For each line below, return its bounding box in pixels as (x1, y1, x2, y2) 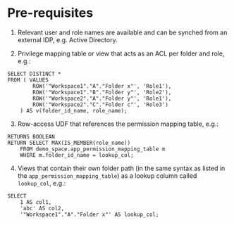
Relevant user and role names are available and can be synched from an (17, 28, 228, 37)
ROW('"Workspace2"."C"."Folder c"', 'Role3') (32, 101, 169, 108)
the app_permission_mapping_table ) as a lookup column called (17, 171, 197, 180)
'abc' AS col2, (20, 205, 65, 212)
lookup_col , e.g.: (17, 179, 66, 187)
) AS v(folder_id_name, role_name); (20, 107, 128, 114)
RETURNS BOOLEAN (7, 133, 55, 140)
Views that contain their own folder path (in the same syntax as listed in (17, 164, 226, 172)
